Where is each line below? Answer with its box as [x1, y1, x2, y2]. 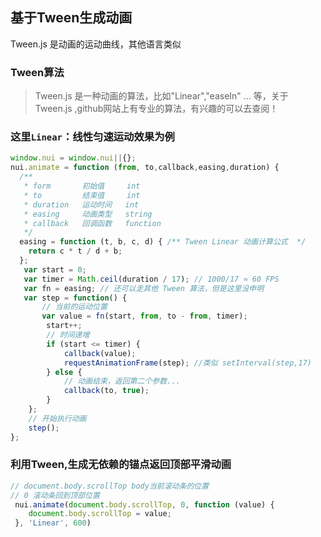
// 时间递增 [46, 330, 90, 340]
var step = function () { [23, 293, 128, 303]
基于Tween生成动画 [10, 9, 133, 27]
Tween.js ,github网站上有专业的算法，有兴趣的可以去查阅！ [34, 103, 279, 115]
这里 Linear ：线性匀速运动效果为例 [10, 130, 175, 144]
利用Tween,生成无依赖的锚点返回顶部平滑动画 [10, 458, 232, 472]
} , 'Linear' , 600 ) [14, 518, 92, 528]
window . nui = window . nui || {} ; [10, 153, 137, 163]
